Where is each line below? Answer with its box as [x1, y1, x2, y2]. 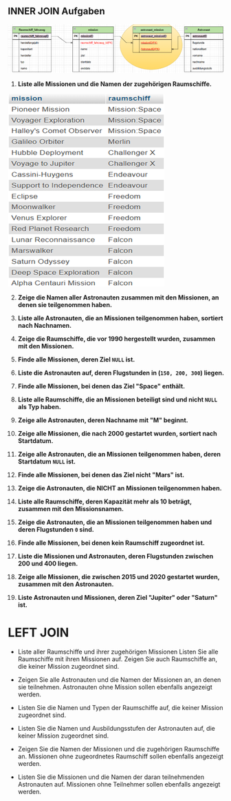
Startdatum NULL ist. [17, 457, 76, 466]
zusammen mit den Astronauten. [17, 580, 114, 588]
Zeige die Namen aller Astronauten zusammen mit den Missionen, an [17, 293, 219, 302]
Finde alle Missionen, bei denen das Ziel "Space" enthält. [17, 382, 185, 390]
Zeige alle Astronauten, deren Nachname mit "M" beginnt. [17, 416, 188, 424]
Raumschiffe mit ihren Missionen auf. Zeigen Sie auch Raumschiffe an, [17, 654, 217, 663]
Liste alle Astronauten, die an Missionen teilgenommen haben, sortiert [17, 313, 223, 322]
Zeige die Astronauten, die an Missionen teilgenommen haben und [17, 518, 212, 526]
